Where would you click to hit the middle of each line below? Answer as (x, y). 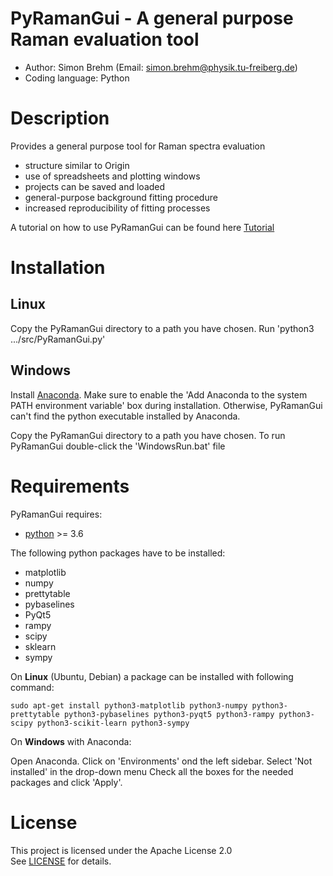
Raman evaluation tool (105, 39)
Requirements (70, 486)
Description (60, 118)
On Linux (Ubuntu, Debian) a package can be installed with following (152, 676)
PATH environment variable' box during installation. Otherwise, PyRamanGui (166, 405)
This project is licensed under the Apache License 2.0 (121, 850)
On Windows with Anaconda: (71, 741)
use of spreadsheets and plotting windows (112, 176)
